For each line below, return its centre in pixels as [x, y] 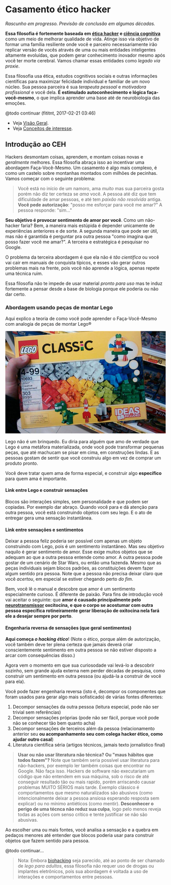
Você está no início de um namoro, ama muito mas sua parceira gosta [91, 188]
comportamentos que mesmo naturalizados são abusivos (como [85, 793]
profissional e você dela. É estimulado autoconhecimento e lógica [76, 92]
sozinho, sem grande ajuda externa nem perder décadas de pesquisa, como [85, 671]
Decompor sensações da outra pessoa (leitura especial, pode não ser [86, 707]
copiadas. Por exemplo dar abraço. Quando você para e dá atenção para [81, 507]
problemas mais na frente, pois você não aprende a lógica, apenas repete [82, 268]
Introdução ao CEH [36, 144]
